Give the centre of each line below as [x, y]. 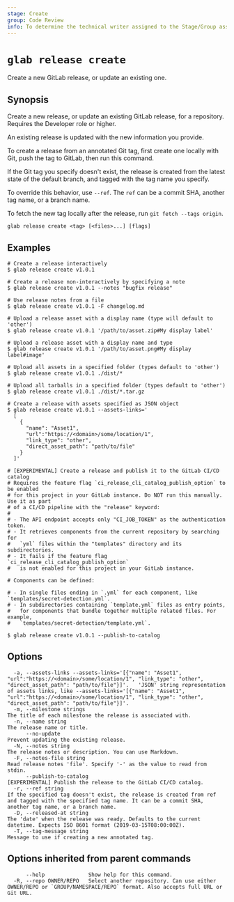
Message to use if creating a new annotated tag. [81, 837]
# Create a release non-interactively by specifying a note [96, 282]
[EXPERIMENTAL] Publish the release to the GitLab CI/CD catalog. [106, 782]
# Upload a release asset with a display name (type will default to [110, 318]
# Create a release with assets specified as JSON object [93, 404]
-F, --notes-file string [49, 758]
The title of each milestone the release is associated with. [99, 715]
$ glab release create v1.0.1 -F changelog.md [76, 306]
